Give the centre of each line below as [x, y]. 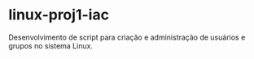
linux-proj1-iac [59, 15]
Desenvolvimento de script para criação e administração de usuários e [127, 37]
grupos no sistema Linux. [51, 45]
